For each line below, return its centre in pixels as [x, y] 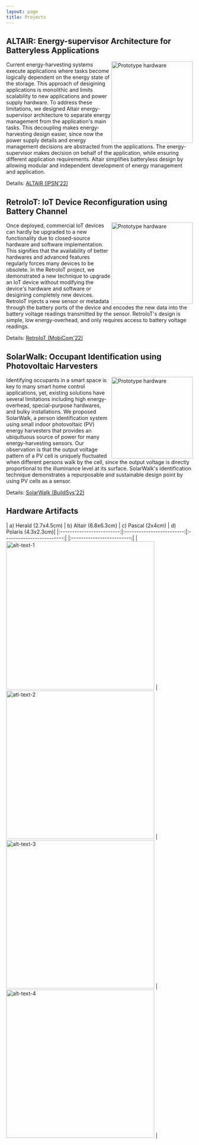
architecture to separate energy [72, 115]
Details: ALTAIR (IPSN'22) [37, 183]
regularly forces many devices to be [50, 263]
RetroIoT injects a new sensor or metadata [58, 301]
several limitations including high [46, 399]
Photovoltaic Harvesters [52, 366]
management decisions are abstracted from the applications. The [86, 147]
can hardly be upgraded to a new [46, 232]
